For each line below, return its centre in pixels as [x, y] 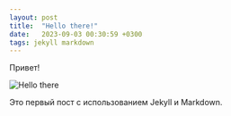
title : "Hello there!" [54, 26]
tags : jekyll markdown [52, 42]
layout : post [34, 17]
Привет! [25, 68]
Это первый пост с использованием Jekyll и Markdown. [116, 103]
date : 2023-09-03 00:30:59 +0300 [76, 34]
